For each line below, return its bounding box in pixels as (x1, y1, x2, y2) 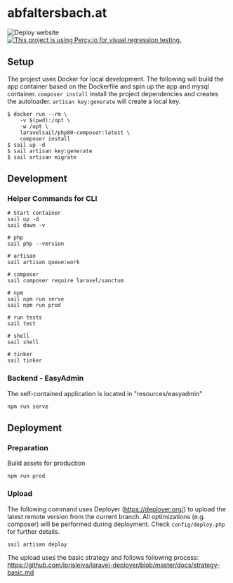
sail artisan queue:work (7, 258, 80, 266)
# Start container (7, 209, 61, 217)
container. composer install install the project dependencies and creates (7, 89, 219, 98)
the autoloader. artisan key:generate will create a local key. (7, 97, 181, 105)
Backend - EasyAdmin (7, 374, 84, 384)
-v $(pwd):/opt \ (20, 117, 71, 124)
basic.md (7, 568, 34, 577)
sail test (7, 320, 36, 327)
